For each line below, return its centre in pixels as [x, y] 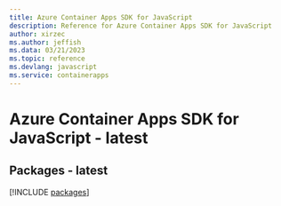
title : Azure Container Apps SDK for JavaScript [101, 17]
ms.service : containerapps [59, 75]
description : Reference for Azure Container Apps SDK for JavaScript [141, 26]
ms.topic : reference [48, 59]
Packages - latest [59, 171]
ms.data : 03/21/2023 [48, 51]
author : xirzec [37, 34]
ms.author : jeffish [45, 42]
